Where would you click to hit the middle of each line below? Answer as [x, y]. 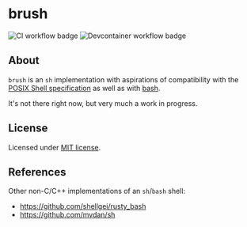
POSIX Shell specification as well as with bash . [84, 88]
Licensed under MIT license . [55, 147]
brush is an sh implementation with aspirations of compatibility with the [123, 79]
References [37, 172]
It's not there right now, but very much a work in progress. [103, 103]
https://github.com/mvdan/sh [67, 215]
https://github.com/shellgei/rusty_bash [83, 206]
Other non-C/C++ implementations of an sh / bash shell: [97, 191]
